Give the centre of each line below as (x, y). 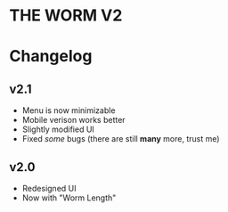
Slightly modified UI (58, 129)
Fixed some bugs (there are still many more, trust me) (121, 139)
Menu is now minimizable (69, 110)
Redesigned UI (49, 188)
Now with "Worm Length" (69, 198)
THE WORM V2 (66, 16)
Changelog (51, 57)
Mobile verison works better (74, 120)
